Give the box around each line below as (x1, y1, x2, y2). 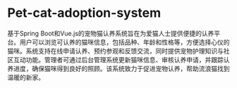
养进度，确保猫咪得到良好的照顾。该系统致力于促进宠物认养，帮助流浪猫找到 (7, 64, 230, 73)
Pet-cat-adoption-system (7, 5, 162, 21)
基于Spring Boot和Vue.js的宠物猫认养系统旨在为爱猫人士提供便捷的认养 (7, 29, 214, 37)
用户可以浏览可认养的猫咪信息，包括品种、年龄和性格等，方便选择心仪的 (19, 37, 230, 46)
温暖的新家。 (7, 73, 44, 82)
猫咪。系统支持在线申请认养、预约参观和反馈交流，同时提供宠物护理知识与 (7, 46, 224, 55)
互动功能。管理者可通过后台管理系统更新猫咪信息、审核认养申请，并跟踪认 (13, 55, 230, 64)
